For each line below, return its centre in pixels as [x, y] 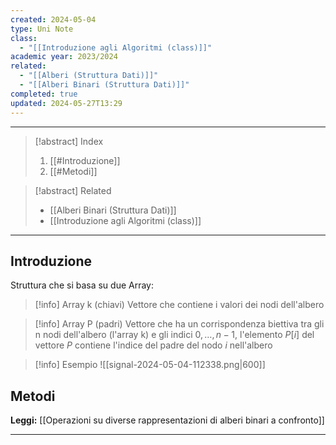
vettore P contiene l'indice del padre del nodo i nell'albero [153, 345]
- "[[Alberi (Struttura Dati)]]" [89, 76]
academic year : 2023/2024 [64, 57]
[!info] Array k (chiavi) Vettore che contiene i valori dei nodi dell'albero [179, 305]
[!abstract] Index [69, 141]
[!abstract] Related [73, 190]
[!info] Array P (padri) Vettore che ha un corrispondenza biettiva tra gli [179, 324]
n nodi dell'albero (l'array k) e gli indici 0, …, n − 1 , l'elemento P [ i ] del [174, 335]
